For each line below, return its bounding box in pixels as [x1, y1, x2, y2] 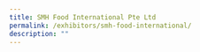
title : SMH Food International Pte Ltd [9, 12, 157, 22]
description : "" [9, 29, 69, 38]
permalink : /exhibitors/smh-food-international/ [9, 21, 192, 30]
